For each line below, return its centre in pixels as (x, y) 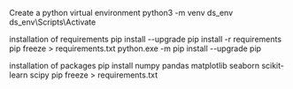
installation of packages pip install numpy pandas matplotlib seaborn (134, 66)
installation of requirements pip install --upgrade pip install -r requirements (145, 39)
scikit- (273, 66)
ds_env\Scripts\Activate (53, 22)
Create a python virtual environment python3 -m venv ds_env (121, 13)
